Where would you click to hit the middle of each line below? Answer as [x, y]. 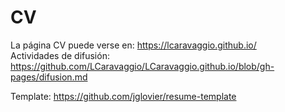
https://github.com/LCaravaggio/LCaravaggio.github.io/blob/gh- [142, 66]
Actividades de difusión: [60, 55]
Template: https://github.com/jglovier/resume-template [123, 96]
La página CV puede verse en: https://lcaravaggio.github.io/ [133, 45]
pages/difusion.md [49, 77]
